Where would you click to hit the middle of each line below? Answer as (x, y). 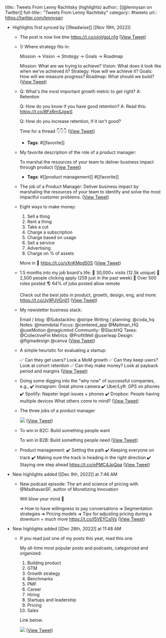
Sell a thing (39, 216)
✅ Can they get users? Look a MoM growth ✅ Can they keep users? (89, 360)
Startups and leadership (52, 600)
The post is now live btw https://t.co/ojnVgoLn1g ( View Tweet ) (83, 37)
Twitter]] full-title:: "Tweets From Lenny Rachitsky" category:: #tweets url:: (81, 12)
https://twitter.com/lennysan (34, 18)
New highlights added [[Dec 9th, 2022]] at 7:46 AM (65, 474)
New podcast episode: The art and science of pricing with (79, 484)
